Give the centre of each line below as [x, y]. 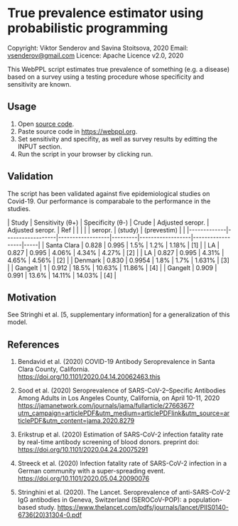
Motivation [32, 297]
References [33, 344]
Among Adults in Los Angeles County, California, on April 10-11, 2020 [119, 398]
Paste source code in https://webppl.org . [77, 131]
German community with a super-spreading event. [91, 471]
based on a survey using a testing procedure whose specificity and [106, 77]
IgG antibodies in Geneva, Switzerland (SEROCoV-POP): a [102, 500]
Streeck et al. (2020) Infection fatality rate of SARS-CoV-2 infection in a [122, 463]
